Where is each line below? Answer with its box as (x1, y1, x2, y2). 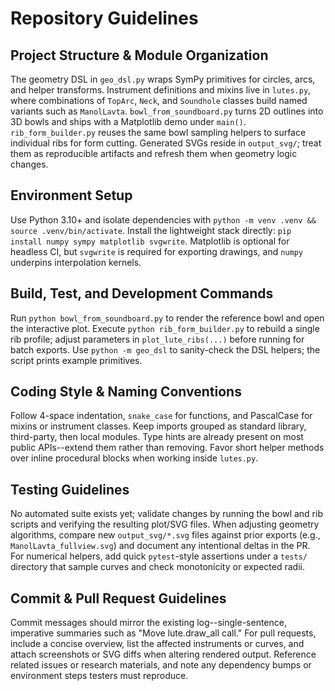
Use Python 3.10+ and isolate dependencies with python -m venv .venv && (10, 213, 317, 226)
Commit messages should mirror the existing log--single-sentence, (10, 617, 287, 629)
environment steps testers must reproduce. (10, 670, 189, 682)
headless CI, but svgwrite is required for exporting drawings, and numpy (10, 245, 303, 257)
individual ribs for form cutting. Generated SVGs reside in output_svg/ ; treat (10, 137, 322, 149)
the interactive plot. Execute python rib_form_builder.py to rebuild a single (10, 322, 320, 334)
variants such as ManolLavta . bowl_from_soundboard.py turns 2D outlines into (10, 105, 324, 117)
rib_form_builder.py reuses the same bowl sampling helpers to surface (10, 127, 307, 138)
